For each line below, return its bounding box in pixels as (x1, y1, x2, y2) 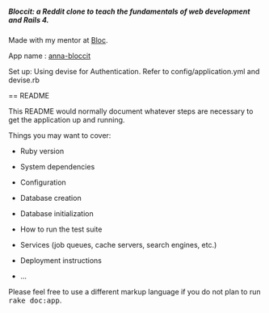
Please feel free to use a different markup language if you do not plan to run (8, 286, 261, 296)
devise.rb (8, 75, 40, 85)
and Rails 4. (8, 15, 49, 24)
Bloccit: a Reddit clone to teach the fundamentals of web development (8, 6, 250, 16)
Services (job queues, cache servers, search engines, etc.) (19, 240, 217, 249)
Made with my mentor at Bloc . (8, 35, 108, 44)
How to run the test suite (19, 224, 103, 234)
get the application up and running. (8, 115, 125, 124)
